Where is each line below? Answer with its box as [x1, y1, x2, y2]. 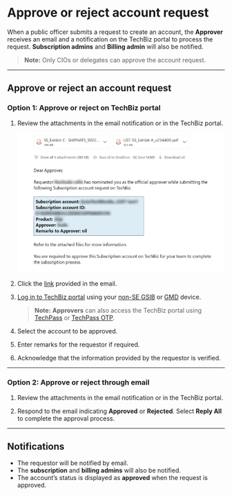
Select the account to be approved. [17, 327, 118, 336]
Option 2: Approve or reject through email [7, 378, 150, 387]
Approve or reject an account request [7, 82, 172, 94]
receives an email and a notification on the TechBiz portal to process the [7, 35, 213, 43]
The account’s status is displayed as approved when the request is [17, 474, 209, 482]
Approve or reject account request [7, 5, 209, 21]
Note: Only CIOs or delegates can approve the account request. [23, 55, 206, 64]
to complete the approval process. [17, 414, 115, 423]
